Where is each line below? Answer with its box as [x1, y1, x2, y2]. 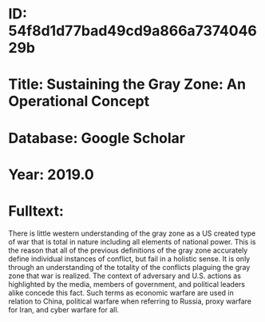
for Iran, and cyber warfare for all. [8, 304, 120, 314]
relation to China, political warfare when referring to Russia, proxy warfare [8, 296, 251, 306]
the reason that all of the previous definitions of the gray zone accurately [8, 245, 248, 255]
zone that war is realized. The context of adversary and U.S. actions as [8, 271, 242, 280]
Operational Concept [8, 93, 150, 110]
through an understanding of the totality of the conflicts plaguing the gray [8, 262, 251, 272]
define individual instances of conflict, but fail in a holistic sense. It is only [8, 253, 251, 264]
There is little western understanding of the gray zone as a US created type [8, 229, 256, 238]
